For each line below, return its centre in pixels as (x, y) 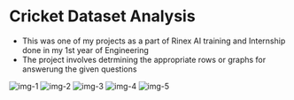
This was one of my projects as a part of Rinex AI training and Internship (154, 41)
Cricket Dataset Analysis (103, 16)
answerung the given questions (79, 69)
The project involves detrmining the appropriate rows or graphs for (144, 59)
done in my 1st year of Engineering (85, 50)
